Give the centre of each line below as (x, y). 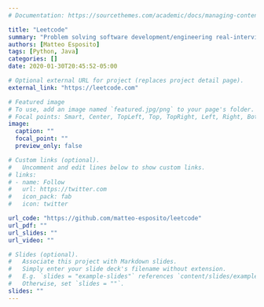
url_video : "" (31, 240)
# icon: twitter (38, 204)
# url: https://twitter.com (58, 190)
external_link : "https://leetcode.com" (73, 87)
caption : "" (35, 131)
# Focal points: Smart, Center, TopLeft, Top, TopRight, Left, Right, (126, 117)
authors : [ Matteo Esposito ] (54, 44)
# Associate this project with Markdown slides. (93, 262)
